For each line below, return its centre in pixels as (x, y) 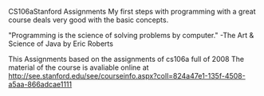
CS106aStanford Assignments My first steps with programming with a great (132, 12)
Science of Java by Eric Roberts (61, 44)
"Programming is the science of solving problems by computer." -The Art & (131, 35)
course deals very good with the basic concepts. (89, 20)
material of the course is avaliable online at (79, 67)
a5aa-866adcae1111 (40, 84)
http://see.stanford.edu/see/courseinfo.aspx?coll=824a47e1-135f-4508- (127, 76)
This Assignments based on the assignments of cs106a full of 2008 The (126, 59)
